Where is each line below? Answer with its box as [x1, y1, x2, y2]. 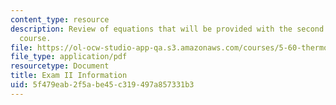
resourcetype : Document [10, 61, 110, 71]
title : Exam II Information [10, 71, 128, 81]
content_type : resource [10, 14, 110, 25]
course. [19, 33, 52, 43]
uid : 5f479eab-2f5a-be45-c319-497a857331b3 [10, 80, 195, 90]
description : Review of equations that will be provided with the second [10, 24, 325, 34]
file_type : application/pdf [10, 52, 128, 62]
